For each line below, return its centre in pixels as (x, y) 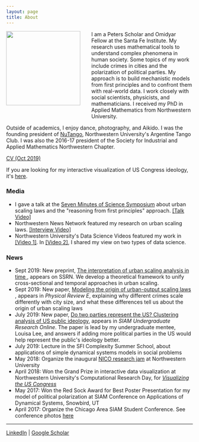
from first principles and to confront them (142, 84)
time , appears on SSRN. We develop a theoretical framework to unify (99, 277)
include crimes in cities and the (129, 65)
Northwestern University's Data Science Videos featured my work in (98, 236)
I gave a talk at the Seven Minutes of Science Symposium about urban (100, 204)
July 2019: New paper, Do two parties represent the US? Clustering (97, 315)
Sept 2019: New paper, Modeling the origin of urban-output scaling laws (103, 289)
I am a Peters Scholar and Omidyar (134, 34)
